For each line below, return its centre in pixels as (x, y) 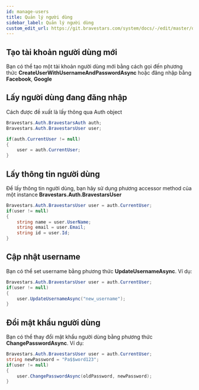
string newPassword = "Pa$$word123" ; (53, 359)
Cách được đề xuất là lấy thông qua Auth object (64, 112)
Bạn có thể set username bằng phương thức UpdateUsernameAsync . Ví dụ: (99, 271)
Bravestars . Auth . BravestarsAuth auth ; (54, 123)
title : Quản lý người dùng (39, 17)
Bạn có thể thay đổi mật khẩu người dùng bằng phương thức (79, 337)
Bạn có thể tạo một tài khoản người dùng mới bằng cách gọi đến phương (94, 66)
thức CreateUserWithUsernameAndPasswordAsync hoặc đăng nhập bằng (99, 73)
